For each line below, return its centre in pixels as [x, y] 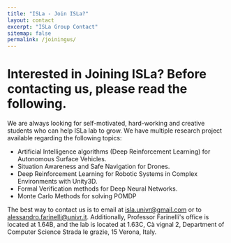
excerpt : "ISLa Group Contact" [53, 27]
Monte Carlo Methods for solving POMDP [77, 196]
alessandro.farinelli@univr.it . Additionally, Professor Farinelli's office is [108, 217]
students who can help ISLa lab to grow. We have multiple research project [114, 131]
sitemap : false [29, 33]
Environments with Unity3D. [57, 182]
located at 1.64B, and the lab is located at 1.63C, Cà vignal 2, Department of [116, 225]
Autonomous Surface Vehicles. [62, 159]
